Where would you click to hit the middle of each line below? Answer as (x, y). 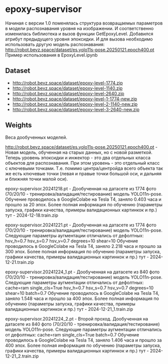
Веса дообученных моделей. (36, 137)
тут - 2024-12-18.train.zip (32, 215)
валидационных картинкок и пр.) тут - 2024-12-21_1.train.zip (69, 309)
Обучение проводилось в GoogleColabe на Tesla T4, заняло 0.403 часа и (83, 199)
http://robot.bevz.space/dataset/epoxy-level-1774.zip (67, 83)
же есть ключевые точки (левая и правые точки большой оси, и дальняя (83, 173)
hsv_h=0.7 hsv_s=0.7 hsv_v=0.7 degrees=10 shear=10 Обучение (72, 241)
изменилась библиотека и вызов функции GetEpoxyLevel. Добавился (79, 34)
